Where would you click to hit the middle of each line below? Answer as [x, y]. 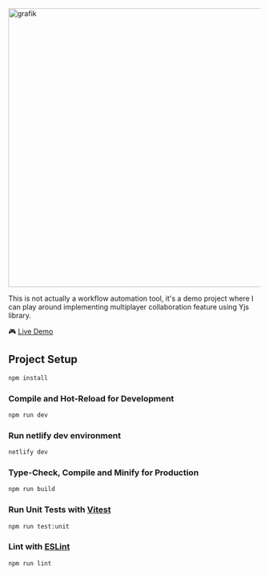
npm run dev [28, 415]
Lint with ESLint [39, 547]
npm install [28, 378]
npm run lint [30, 563]
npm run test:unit [39, 526]
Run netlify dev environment [65, 435]
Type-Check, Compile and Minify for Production [104, 473]
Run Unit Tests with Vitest [60, 509]
